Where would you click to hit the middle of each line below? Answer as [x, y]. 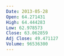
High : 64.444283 [26, 22]
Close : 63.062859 [27, 33]
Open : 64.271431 [26, 17]
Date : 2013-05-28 [27, 11]
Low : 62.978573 [24, 28]
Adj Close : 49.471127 [32, 38]
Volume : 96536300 [27, 44]
